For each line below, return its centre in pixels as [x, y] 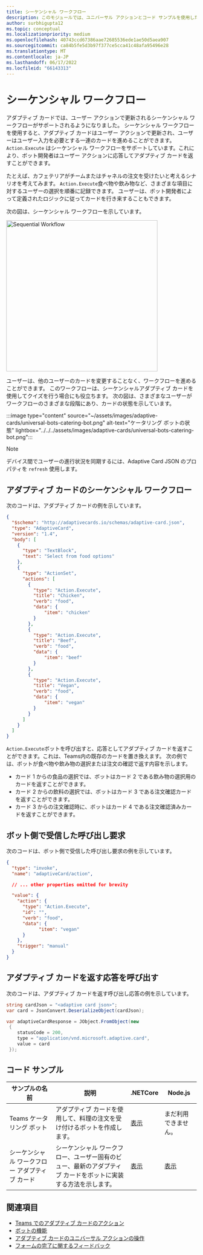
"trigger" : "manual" [43, 946]
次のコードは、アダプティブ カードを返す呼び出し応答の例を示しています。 [99, 993]
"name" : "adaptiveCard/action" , [53, 874]
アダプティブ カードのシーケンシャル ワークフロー [99, 490]
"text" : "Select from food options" [68, 556]
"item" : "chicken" [67, 613]
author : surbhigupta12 [35, 23]
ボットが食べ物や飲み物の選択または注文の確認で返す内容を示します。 [104, 764]
